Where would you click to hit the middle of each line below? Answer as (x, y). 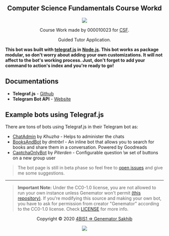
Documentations (32, 81)
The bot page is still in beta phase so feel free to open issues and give (90, 168)
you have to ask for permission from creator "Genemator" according (88, 204)
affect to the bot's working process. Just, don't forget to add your (75, 60)
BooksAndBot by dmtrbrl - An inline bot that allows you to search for (83, 142)
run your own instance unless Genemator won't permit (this (79, 193)
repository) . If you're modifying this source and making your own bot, (90, 198)
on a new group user (34, 158)
